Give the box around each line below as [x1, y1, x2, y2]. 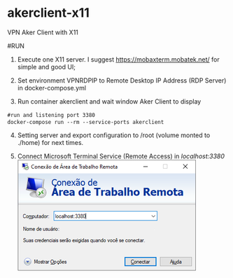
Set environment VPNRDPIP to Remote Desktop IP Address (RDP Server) [17, 76, 227, 85]
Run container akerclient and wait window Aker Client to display [17, 97, 202, 106]
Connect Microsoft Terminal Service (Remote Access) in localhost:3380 [17, 152, 225, 160]
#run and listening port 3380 [7, 111, 96, 118]
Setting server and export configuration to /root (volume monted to [17, 131, 211, 139]
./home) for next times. [17, 138, 84, 146]
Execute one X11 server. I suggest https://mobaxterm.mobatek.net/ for [17, 55, 220, 64]
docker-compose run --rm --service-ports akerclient [7, 118, 164, 125]
